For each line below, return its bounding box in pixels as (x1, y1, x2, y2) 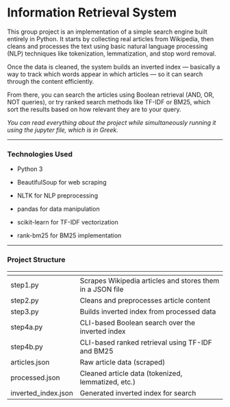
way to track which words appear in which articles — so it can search (7, 70, 203, 78)
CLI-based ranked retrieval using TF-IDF (79, 338, 212, 347)
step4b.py (10, 342, 43, 351)
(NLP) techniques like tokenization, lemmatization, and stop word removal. (7, 49, 217, 58)
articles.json (10, 357, 50, 367)
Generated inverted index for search (79, 388, 196, 397)
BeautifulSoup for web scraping (16, 178, 107, 187)
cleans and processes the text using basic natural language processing (7, 42, 208, 50)
